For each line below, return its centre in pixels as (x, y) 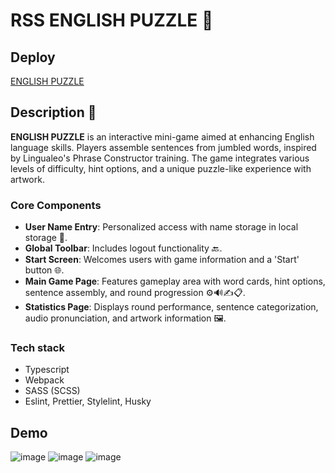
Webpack (44, 380)
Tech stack (37, 348)
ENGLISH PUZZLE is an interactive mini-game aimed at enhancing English (162, 136)
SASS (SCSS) (52, 391)
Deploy (33, 57)
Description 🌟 (53, 112)
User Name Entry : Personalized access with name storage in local (161, 227)
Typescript (47, 370)
